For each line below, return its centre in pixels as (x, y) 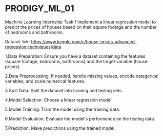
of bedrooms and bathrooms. (34, 32)
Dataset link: (18, 41)
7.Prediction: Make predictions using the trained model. (61, 128)
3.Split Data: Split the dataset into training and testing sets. (64, 90)
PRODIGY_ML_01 (40, 8)
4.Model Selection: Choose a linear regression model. (59, 100)
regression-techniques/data (33, 47)
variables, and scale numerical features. (45, 81)
